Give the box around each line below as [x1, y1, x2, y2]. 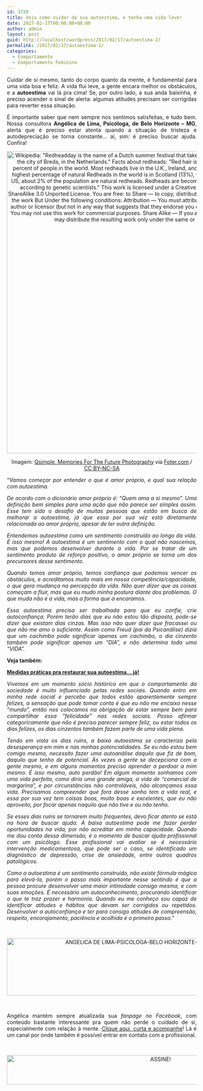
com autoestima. [7, 483, 49, 490]
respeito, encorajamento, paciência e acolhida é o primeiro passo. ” [7, 914, 175, 921]
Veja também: [7, 657, 43, 664]
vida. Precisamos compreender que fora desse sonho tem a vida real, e [7, 788, 197, 795]
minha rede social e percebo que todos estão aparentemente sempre [7, 693, 197, 700]
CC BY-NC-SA [84, 465, 120, 472]
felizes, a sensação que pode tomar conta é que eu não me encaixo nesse [7, 699, 197, 707]
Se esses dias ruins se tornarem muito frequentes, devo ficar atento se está [7, 813, 197, 820]
